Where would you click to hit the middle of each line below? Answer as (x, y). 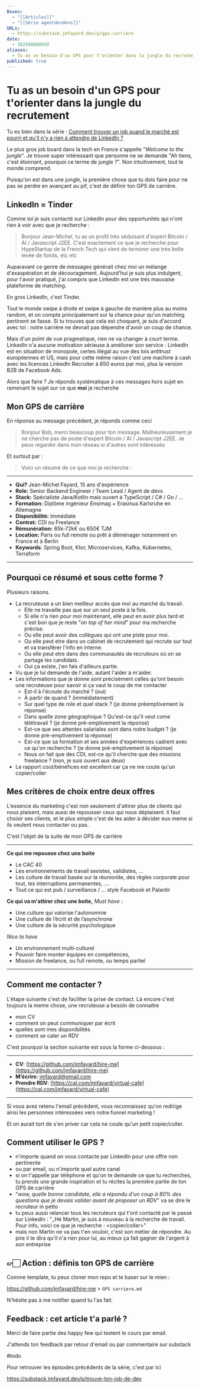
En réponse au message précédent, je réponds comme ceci (79, 421)
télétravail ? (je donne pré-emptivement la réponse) (87, 723)
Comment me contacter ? (54, 985)
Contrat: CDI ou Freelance (48, 522)
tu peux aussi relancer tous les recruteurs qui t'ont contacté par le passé (104, 1213)
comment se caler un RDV (47, 1035)
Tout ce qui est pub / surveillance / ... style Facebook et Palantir (93, 889)
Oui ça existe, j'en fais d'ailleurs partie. (71, 666)
